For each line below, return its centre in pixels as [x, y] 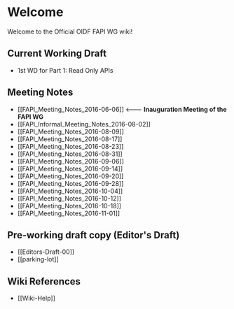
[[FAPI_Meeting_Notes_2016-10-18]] [69, 206]
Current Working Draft [57, 53]
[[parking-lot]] [38, 259]
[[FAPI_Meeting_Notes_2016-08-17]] [70, 139]
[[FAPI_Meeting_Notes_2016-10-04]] [70, 191]
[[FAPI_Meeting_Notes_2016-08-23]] [70, 146]
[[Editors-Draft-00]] [46, 252]
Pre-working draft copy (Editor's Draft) [94, 235]
